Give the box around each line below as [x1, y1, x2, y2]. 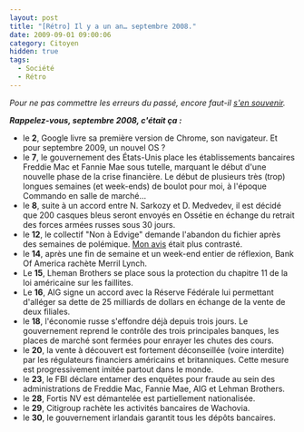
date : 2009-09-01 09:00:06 [9, 30, 112, 39]
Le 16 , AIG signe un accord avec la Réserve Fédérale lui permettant [22, 287, 274, 298]
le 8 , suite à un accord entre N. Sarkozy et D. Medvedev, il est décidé [22, 200, 281, 211]
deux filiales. [22, 306, 71, 317]
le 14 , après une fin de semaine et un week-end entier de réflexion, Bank [22, 248, 295, 259]
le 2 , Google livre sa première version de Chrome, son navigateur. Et [22, 133, 279, 143]
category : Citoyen [9, 38, 79, 48]
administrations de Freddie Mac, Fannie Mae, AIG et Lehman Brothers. [22, 383, 286, 394]
